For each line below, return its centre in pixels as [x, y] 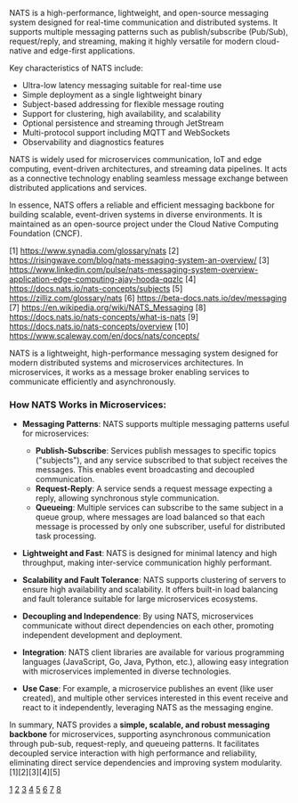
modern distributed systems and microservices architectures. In [126, 363]
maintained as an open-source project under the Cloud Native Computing [144, 224]
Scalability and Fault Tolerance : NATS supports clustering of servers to [154, 580]
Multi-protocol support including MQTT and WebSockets [126, 132]
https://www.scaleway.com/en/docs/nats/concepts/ [105, 336]
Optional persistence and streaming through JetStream [123, 123]
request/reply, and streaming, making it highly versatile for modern [131, 41]
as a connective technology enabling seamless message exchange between [149, 178]
